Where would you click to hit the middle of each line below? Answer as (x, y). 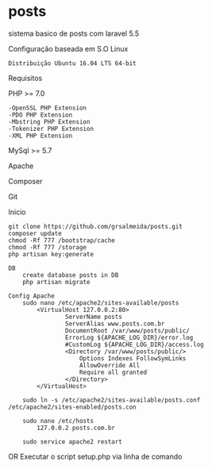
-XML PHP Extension (40, 136)
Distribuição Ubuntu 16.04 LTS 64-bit (72, 63)
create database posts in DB (71, 275)
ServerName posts (94, 317)
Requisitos (25, 78)
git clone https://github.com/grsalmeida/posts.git (95, 226)
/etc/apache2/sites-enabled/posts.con (72, 407)
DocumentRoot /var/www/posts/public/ (127, 331)
